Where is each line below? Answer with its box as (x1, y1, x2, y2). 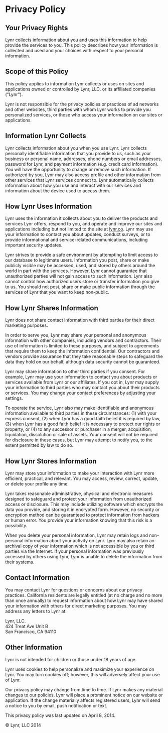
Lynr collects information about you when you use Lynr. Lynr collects (5, 145, 147, 151)
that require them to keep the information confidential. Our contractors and (5, 348, 160, 354)
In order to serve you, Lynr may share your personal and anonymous (5, 332, 146, 338)
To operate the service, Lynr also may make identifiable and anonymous (5, 405, 154, 411)
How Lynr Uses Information (5, 202, 92, 211)
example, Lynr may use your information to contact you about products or (5, 374, 157, 380)
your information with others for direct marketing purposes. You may (5, 602, 147, 608)
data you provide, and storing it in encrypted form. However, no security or (5, 507, 160, 513)
